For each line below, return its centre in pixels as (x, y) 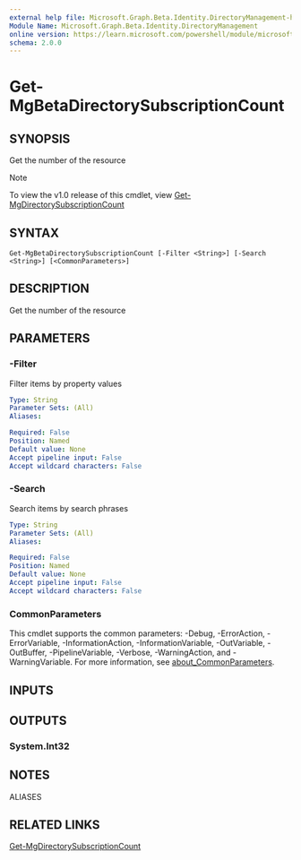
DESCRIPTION (49, 289)
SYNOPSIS (40, 138)
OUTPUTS (38, 721)
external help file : (48, 17)
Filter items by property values (66, 383)
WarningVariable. (41, 662)
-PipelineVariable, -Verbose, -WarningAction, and (140, 653)
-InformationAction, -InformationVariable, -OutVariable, (164, 643)
